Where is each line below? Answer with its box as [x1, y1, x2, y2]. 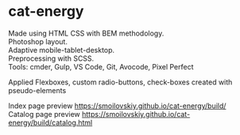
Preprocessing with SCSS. [8, 54, 95, 63]
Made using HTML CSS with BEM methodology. [8, 28, 165, 38]
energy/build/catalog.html [8, 118, 93, 127]
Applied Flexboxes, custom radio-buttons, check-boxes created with [8, 77, 233, 87]
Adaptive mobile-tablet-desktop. [8, 45, 115, 54]
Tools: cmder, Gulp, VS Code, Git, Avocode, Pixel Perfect [8, 62, 194, 71]
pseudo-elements [8, 85, 67, 95]
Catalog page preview [8, 109, 81, 118]
